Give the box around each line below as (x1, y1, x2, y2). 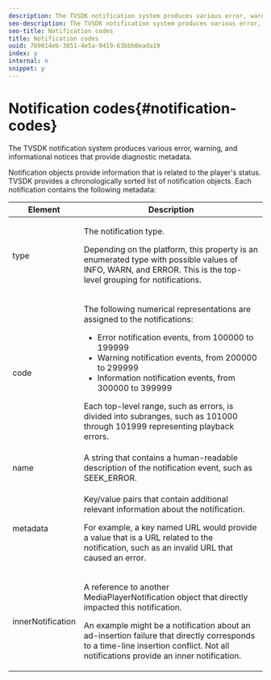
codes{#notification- (92, 99, 237, 117)
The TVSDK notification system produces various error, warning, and (8, 143, 238, 153)
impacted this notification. (83, 602, 182, 613)
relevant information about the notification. (83, 503, 245, 514)
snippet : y (8, 65, 45, 73)
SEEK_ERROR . (83, 472, 137, 484)
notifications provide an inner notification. (83, 650, 242, 661)
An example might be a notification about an (83, 619, 252, 631)
